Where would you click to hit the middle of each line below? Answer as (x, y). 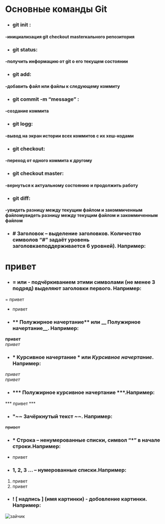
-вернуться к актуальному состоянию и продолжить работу (72, 185)
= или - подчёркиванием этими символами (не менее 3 (84, 282)
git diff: (21, 198)
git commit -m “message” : (46, 99)
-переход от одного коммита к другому (49, 161)
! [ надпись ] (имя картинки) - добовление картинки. (80, 499)
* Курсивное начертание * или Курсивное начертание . (83, 357)
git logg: (23, 124)
